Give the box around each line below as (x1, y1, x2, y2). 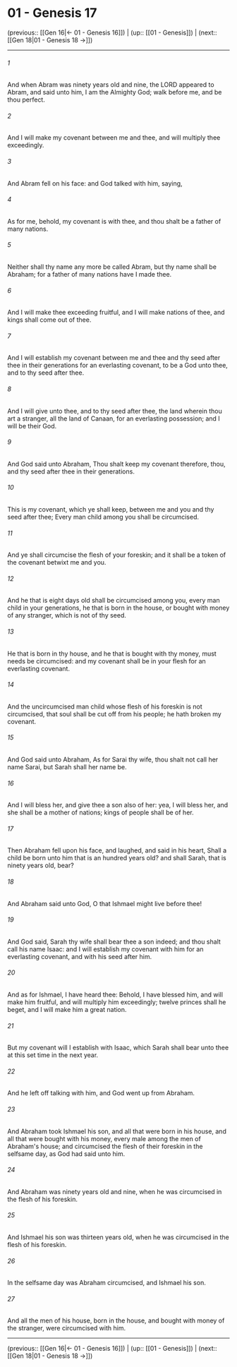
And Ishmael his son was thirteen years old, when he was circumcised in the (7, 1233, 229, 1241)
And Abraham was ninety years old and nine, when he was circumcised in (7, 1187, 222, 1196)
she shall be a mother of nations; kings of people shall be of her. (7, 808, 194, 817)
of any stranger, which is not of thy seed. (7, 611, 127, 620)
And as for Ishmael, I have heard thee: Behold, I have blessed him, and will (7, 990, 224, 999)
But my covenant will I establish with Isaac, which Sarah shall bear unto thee (7, 1043, 229, 1052)
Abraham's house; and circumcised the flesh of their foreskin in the (7, 1142, 203, 1150)
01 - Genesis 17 (7, 5, 97, 21)
